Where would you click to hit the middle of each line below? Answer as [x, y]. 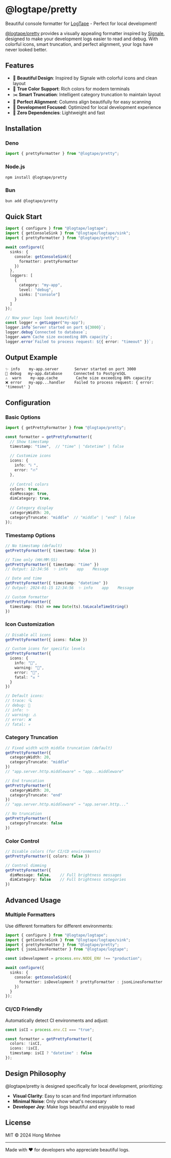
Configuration [28, 403]
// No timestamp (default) [34, 546]
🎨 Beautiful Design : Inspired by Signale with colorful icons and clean [85, 78]
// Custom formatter [27, 597]
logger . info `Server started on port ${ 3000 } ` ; [55, 328]
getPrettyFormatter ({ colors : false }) [48, 856]
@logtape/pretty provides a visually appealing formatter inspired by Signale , [85, 33]
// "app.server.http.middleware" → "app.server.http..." [67, 804]
